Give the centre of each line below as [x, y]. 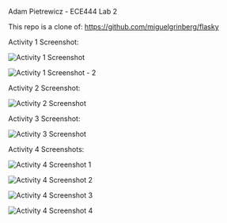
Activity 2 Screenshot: [44, 88]
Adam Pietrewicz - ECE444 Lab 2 [62, 11]
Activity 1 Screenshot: [44, 42]
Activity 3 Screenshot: [44, 119]
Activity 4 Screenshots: [46, 149]
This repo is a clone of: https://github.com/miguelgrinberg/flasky [114, 26]
